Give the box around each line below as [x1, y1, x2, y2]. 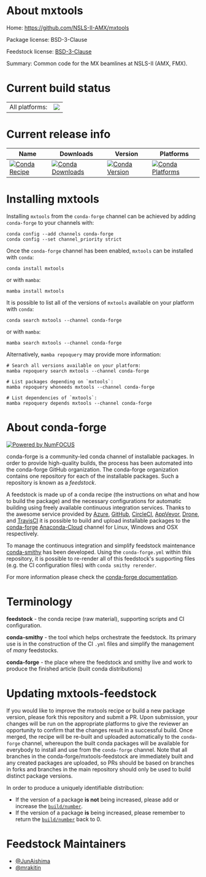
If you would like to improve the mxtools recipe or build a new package [6, 707, 185, 714]
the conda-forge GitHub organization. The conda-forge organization [6, 466, 179, 473]
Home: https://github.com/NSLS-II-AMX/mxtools [6, 24, 129, 31]
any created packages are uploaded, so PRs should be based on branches [6, 759, 195, 766]
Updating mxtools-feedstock [6, 686, 157, 700]
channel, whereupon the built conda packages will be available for [21, 739, 189, 747]
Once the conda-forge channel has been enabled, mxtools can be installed [6, 247, 193, 254]
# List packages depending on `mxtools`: [6, 378, 114, 384]
